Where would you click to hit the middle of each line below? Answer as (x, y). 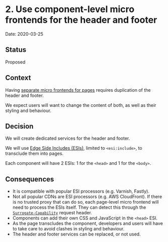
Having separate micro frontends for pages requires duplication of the (78, 90)
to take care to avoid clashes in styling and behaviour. (68, 229)
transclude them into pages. (35, 154)
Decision (19, 126)
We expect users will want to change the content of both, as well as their (81, 105)
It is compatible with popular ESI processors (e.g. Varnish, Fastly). (81, 191)
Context (18, 78)
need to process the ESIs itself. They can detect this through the (79, 207)
